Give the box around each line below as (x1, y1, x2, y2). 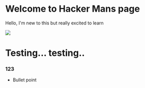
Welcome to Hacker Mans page (5, 3, 140, 15)
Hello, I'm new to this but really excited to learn (5, 20, 104, 26)
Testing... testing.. (5, 47, 85, 59)
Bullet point (12, 77, 37, 83)
